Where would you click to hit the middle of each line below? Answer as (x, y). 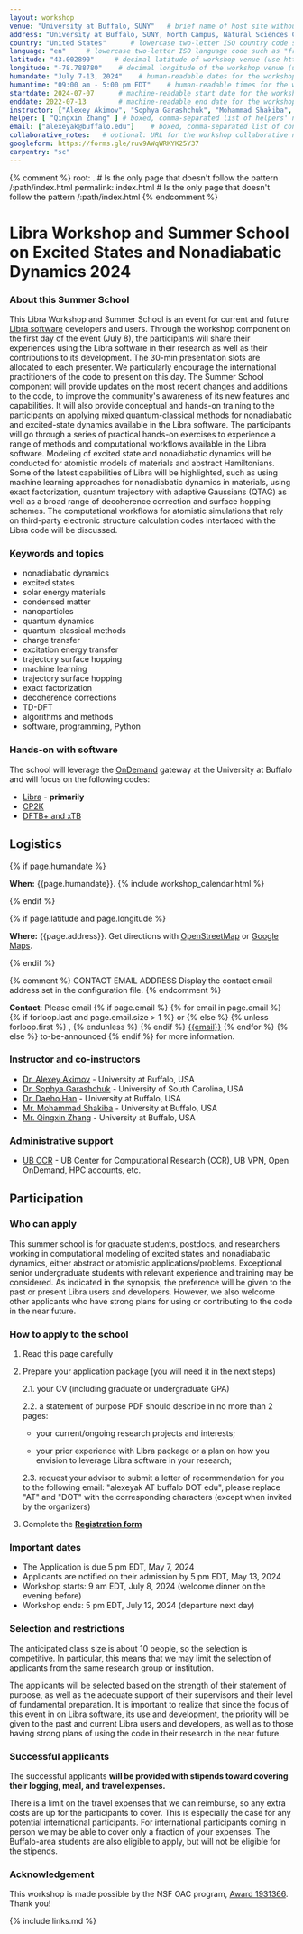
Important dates (46, 1548)
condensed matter (57, 602)
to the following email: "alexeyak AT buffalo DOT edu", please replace (151, 1487)
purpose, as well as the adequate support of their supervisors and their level (151, 1695)
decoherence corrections (69, 698)
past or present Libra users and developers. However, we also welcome (142, 1292)
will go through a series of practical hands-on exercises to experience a (143, 435)
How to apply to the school (69, 1334)
